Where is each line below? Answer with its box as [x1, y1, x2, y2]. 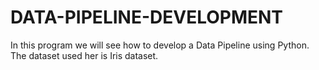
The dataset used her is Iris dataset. [10, 49, 159, 61]
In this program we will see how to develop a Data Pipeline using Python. [10, 39, 310, 51]
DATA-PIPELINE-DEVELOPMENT [10, 6, 284, 29]
